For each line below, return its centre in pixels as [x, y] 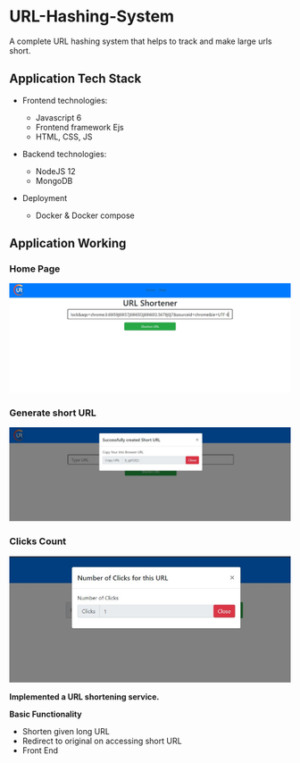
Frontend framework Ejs [79, 127]
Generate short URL [53, 413]
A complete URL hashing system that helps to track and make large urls [141, 41]
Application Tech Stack [75, 79]
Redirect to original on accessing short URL [102, 741]
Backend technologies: [64, 154]
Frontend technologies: [65, 100]
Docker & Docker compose [85, 215]
